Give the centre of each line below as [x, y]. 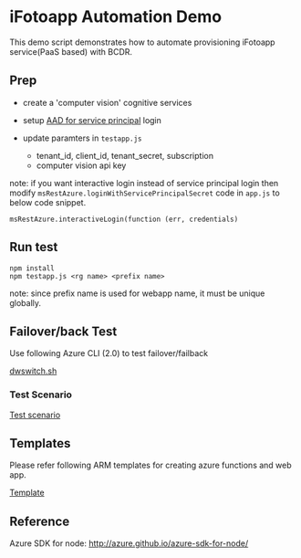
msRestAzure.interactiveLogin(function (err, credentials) [124, 219]
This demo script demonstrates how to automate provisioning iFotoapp [142, 42]
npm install [32, 268]
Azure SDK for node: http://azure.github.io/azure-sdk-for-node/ [129, 543]
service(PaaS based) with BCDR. [71, 51]
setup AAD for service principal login [92, 120]
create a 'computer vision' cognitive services [107, 102]
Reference [40, 521]
